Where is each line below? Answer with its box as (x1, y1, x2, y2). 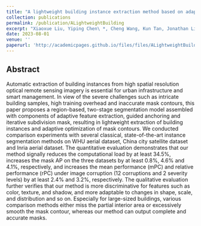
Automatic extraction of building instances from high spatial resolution (6, 80, 179, 88)
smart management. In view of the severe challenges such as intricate (6, 93, 179, 100)
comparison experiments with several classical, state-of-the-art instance (6, 131, 186, 138)
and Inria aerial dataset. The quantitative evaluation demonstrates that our (6, 144, 188, 151)
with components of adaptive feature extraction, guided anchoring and (6, 112, 181, 119)
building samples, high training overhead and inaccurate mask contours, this (6, 100, 195, 107)
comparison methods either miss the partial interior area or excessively (6, 201, 181, 209)
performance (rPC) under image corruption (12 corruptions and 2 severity (6, 169, 188, 177)
